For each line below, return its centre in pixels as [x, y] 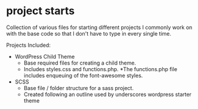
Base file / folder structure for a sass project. [79, 88]
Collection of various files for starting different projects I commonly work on [99, 27]
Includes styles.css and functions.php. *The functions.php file [100, 69]
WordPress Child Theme [45, 56]
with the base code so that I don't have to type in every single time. [89, 33]
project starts [41, 11]
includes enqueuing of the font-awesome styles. [83, 75]
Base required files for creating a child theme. [80, 63]
